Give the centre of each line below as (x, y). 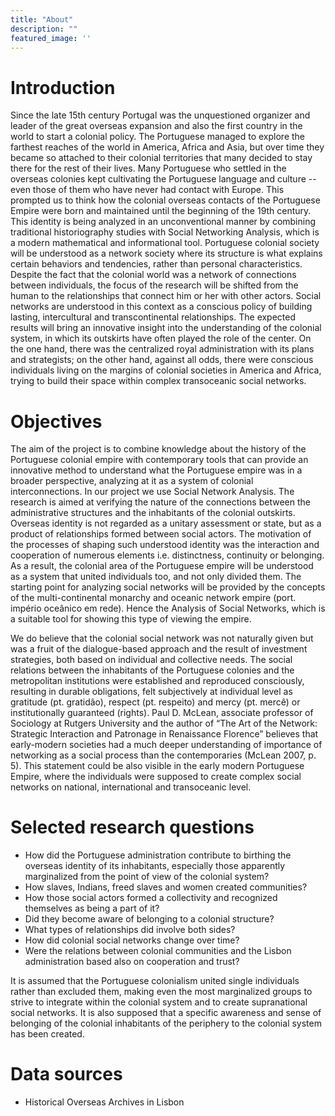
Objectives (56, 421)
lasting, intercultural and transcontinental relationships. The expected (153, 317)
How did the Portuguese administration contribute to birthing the (158, 855)
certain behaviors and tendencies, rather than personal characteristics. (156, 264)
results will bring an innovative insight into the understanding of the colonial (166, 328)
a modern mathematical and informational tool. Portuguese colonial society (165, 243)
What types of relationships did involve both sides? (130, 930)
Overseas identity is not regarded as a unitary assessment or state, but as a (166, 523)
